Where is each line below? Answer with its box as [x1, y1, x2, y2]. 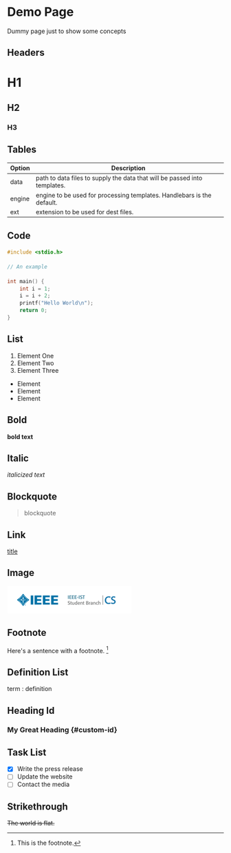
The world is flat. [7, 819, 55, 828]
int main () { [7, 278, 45, 285]
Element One [16, 351, 54, 360]
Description [111, 164, 146, 172]
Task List [7, 746, 47, 758]
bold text [7, 432, 33, 441]
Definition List [7, 666, 69, 678]
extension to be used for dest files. [35, 207, 134, 216]
